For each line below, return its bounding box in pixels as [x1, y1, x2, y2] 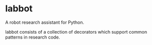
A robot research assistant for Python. [5, 19, 85, 25]
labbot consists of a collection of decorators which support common [5, 29, 147, 35]
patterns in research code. [5, 34, 60, 40]
